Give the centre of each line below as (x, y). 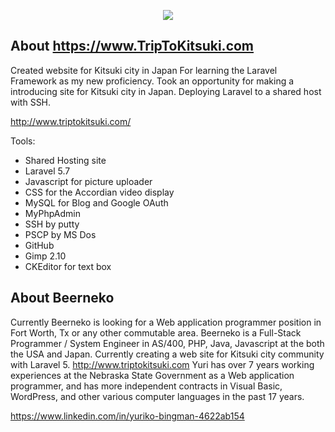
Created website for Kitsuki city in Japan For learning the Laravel (144, 70)
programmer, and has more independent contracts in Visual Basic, (146, 386)
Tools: (23, 141)
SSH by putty (52, 224)
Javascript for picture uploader (88, 181)
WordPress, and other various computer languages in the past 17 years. (157, 396)
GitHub (39, 245)
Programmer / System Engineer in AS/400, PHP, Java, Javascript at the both (167, 343)
